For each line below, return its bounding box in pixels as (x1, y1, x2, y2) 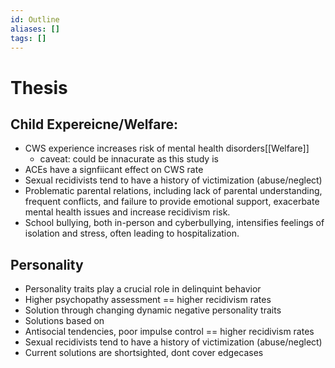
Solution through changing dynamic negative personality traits (24, 304, 282, 316)
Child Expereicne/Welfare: (10, 116, 179, 133)
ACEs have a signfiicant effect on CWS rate (24, 164, 204, 176)
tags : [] (10, 33, 47, 43)
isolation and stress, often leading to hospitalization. (24, 227, 240, 240)
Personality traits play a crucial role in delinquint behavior (24, 283, 262, 295)
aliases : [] (10, 24, 60, 34)
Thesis (10, 76, 68, 99)
